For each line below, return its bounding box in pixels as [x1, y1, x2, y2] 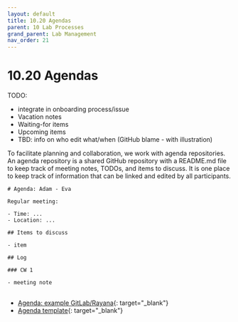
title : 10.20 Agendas [7, 17, 72, 24]
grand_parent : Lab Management [7, 30, 97, 38]
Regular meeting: [7, 198, 59, 205]
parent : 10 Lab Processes [7, 24, 84, 31]
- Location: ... [7, 217, 55, 224]
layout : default [7, 10, 55, 18]
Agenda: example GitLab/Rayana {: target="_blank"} [17, 298, 169, 307]
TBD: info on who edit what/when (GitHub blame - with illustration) [17, 135, 213, 144]
